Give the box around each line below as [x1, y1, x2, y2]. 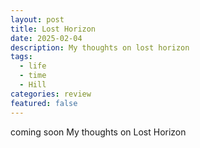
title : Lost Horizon [10, 24, 97, 34]
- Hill [19, 80, 47, 90]
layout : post [10, 14, 65, 25]
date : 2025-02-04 [10, 33, 83, 43]
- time [19, 71, 47, 81]
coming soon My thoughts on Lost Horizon [10, 126, 187, 138]
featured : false [10, 98, 78, 108]
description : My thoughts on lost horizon [10, 42, 190, 53]
